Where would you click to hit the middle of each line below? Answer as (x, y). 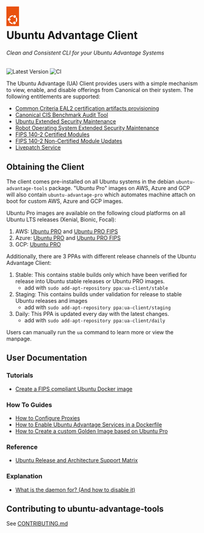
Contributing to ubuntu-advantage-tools (85, 509)
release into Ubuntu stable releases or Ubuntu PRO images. (90, 282)
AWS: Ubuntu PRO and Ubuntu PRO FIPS (66, 232)
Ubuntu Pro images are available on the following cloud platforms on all (96, 213)
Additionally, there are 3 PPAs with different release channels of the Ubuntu (101, 256)
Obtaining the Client (45, 167)
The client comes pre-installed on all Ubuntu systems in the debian (91, 182)
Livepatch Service (38, 148)
